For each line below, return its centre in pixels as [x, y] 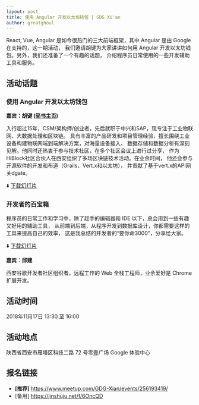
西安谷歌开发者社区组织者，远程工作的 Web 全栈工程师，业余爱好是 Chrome [99, 273]
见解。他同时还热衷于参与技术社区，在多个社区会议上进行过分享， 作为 [93, 151]
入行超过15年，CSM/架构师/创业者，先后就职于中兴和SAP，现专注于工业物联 [100, 128]
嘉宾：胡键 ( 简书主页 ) [32, 116]
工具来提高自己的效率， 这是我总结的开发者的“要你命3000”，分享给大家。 [97, 233]
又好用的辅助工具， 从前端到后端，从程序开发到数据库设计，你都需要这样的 [98, 226]
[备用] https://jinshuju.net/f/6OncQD [59, 395]
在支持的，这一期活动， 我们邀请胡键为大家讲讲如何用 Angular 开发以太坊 [96, 48]
